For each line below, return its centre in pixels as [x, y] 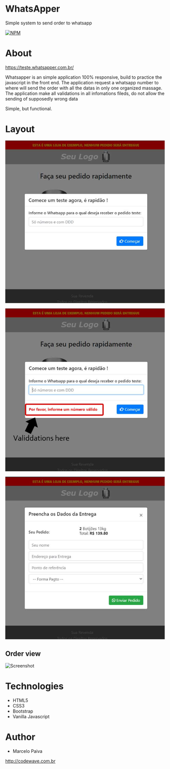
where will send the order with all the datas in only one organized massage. [84, 88]
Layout [20, 129]
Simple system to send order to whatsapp [49, 23]
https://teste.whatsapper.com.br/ [40, 67]
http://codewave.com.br [30, 761]
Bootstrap [23, 711]
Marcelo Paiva [28, 751]
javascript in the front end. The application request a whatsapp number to [82, 82]
